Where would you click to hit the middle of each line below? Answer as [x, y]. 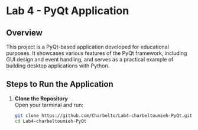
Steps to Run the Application [60, 84]
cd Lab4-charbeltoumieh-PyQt [51, 121]
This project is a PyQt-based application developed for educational [88, 47]
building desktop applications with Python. [58, 66]
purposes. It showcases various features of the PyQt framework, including [97, 53]
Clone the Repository [41, 98]
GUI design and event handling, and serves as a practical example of [90, 59]
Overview [25, 33]
